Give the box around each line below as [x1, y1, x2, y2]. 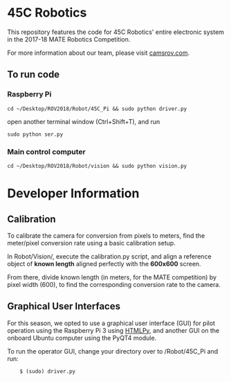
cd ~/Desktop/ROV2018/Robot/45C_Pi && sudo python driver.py [7, 105, 187, 112]
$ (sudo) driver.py [19, 367, 76, 375]
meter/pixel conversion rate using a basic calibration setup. [7, 238, 176, 247]
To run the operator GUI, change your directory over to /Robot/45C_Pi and [7, 347, 219, 355]
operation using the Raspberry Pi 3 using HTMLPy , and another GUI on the [7, 326, 220, 334]
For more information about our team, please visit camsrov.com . [7, 49, 190, 57]
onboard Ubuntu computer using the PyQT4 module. [7, 333, 157, 342]
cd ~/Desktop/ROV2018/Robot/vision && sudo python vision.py [7, 162, 187, 169]
